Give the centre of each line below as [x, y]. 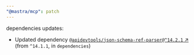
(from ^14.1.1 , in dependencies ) [53, 46]
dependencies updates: [35, 28]
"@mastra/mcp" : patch [33, 11]
